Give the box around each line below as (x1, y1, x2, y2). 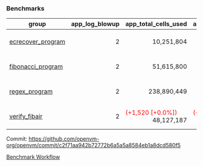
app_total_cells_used (125, 20, 187, 28)
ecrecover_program (9, 37, 65, 46)
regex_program (9, 88, 53, 96)
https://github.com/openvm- (28, 135, 100, 142)
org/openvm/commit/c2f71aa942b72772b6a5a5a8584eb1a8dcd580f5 (6, 142, 181, 149)
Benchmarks (6, 4, 45, 13)
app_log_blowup (71, 20, 120, 28)
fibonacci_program (9, 62, 63, 71)
